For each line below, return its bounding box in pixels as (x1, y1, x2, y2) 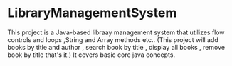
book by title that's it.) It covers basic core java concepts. (7, 51, 176, 59)
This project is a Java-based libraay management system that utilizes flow (7, 28, 226, 37)
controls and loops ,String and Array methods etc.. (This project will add (7, 35, 218, 44)
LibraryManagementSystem (7, 5, 177, 21)
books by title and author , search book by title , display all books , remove (7, 43, 226, 51)
